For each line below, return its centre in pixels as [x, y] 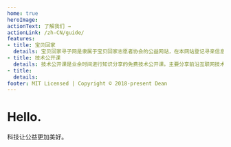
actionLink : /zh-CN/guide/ [46, 32]
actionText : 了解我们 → [39, 26]
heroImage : [23, 20]
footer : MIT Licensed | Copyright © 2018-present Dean [87, 83]
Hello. [24, 117]
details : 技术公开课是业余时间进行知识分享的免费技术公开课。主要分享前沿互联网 [114, 64]
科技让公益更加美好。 [37, 137]
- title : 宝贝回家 [32, 45]
